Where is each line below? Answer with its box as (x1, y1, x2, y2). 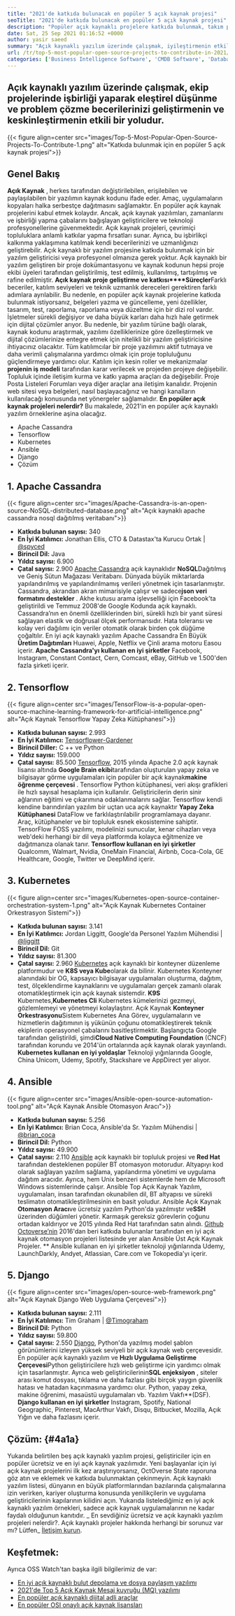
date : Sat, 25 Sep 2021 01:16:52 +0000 (7, 29, 124, 37)
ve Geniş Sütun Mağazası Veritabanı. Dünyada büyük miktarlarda (17, 572, 205, 580)
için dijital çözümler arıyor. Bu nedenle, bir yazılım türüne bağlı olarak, (7, 320, 208, 329)
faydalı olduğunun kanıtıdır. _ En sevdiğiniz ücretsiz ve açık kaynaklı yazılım (7, 1511, 223, 1520)
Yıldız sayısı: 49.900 (17, 1145, 78, 1154)
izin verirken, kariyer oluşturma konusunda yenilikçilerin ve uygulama (7, 1489, 206, 1497)
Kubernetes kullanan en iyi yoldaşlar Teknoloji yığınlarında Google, (17, 1048, 213, 1057)
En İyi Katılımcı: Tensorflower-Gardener (17, 736, 133, 744)
